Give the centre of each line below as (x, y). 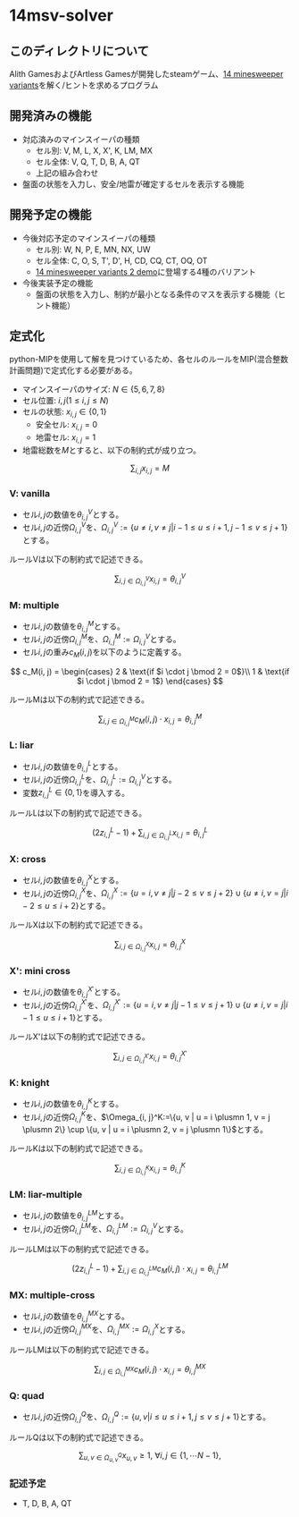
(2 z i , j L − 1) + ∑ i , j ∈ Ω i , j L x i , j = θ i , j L (150, 833)
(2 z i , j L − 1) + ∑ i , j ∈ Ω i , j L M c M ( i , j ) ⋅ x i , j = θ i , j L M (150, 1269)
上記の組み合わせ (67, 173)
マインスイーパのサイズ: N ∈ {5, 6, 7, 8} (94, 389)
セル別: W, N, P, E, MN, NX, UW (93, 249)
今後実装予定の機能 (58, 283)
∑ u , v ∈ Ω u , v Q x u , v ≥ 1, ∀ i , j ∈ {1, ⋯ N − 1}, (150, 1457)
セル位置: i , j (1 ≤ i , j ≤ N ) (65, 401)
